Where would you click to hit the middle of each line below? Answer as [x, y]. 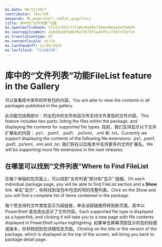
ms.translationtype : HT [29, 37]
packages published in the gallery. [39, 106]
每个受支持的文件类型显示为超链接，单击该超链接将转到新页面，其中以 [75, 206]
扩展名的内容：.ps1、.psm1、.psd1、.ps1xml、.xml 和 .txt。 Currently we [76, 133]
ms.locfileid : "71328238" [31, 50]
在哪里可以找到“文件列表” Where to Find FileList [77, 166]
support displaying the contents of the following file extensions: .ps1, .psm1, [80, 138]
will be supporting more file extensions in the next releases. [64, 150]
